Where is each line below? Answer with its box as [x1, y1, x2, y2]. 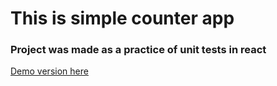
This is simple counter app [10, 7, 235, 30]
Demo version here [10, 65, 89, 77]
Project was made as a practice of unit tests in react [10, 43, 267, 57]
